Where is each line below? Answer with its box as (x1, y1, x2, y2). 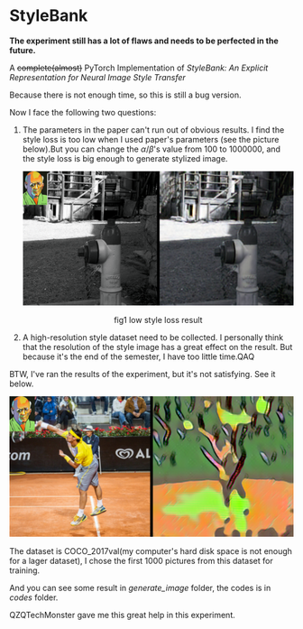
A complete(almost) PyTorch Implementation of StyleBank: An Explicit (9, 62, 269, 73)
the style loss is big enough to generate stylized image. (22, 153, 228, 163)
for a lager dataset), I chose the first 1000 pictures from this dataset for (9, 556, 273, 567)
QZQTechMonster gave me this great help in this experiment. (9, 610, 236, 621)
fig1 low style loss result (114, 314, 203, 325)
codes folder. (9, 592, 59, 603)
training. (9, 565, 41, 576)
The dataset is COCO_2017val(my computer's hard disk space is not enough (9, 546, 293, 557)
